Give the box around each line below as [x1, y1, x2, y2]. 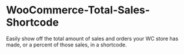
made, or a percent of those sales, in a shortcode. [6, 41, 127, 48]
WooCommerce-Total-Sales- [6, 3, 150, 17]
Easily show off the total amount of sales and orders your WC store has [6, 35, 179, 42]
